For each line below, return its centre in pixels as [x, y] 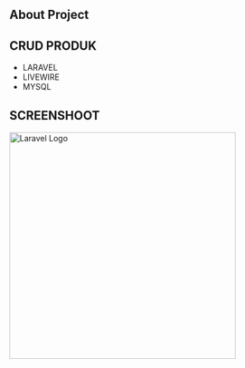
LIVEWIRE [41, 77]
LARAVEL [40, 68]
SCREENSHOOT [55, 116]
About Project [49, 15]
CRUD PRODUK [53, 46]
